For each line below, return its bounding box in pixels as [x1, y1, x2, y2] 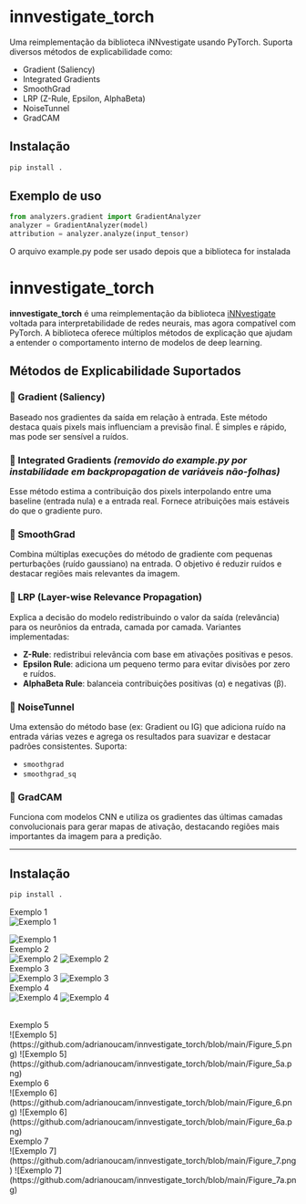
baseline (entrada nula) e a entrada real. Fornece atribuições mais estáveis [9, 495, 290, 506]
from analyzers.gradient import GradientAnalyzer [9, 213, 202, 222]
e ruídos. [22, 668, 56, 679]
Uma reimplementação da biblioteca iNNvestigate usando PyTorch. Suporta [9, 36, 293, 47]
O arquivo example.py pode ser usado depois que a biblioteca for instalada [9, 246, 291, 257]
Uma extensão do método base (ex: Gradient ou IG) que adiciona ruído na [9, 721, 287, 732]
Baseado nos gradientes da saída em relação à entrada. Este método [9, 411, 268, 422]
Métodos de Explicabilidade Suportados [9, 363, 241, 379]
